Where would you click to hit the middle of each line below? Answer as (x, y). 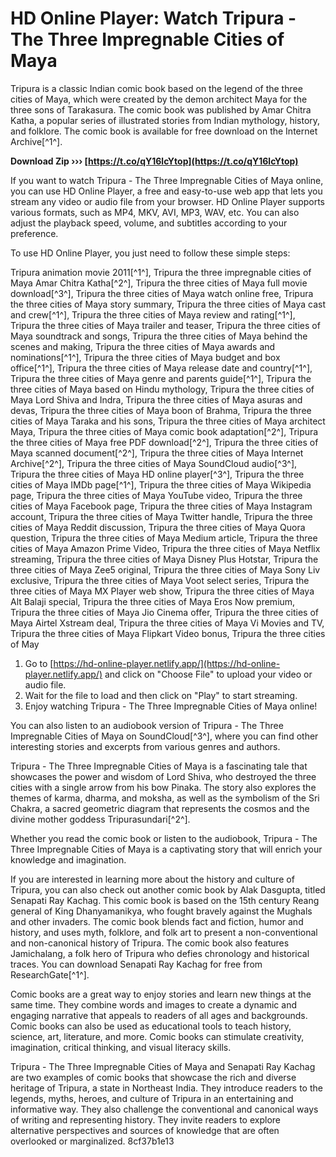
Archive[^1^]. (36, 141)
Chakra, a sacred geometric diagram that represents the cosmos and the (160, 808)
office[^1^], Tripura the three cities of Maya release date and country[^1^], (161, 368)
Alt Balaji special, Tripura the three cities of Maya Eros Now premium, (153, 601)
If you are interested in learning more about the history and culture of (152, 879)
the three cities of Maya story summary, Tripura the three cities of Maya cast (168, 304)
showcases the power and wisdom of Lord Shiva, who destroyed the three (163, 776)
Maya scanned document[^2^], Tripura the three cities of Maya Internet (157, 453)
